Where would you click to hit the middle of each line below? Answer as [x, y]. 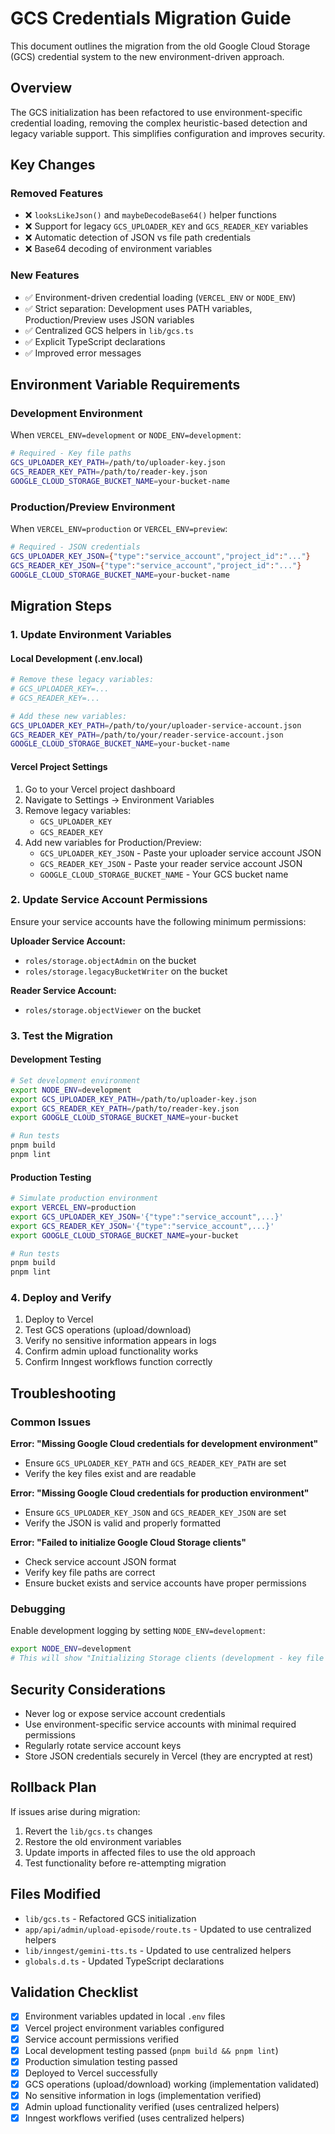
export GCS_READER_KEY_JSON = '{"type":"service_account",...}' [142, 1226]
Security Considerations [88, 1689]
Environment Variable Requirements [125, 385]
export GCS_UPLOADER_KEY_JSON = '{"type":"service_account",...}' [147, 1217]
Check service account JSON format [100, 1562]
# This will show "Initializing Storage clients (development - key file [167, 1658]
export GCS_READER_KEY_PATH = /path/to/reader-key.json [125, 1108]
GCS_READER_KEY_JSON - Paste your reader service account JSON [171, 863]
